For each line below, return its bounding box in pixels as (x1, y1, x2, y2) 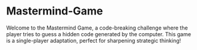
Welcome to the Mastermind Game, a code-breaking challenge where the (6, 24, 188, 31)
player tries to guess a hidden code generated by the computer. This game (6, 30, 191, 37)
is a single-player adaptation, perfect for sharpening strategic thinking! (6, 37, 181, 44)
